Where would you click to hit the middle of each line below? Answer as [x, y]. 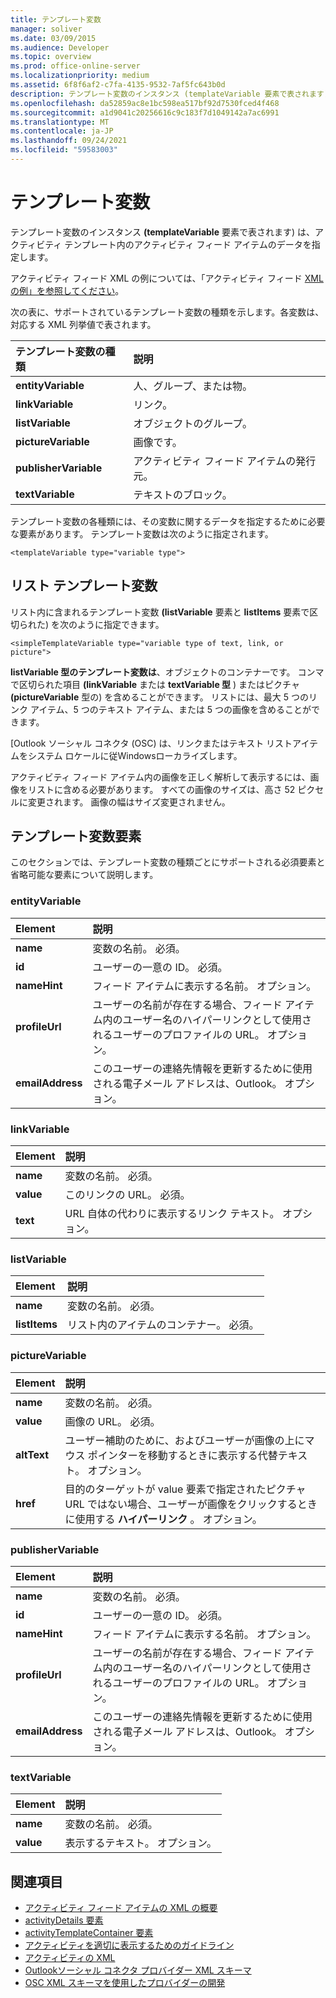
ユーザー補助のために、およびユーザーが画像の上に [184, 1440]
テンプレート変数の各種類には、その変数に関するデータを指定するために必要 [168, 521]
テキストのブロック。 [183, 494]
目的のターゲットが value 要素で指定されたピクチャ [185, 1489]
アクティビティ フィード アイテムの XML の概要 [121, 1908]
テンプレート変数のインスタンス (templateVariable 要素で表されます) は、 [162, 232]
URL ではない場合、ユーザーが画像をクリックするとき [191, 1504]
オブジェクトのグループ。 [193, 423]
